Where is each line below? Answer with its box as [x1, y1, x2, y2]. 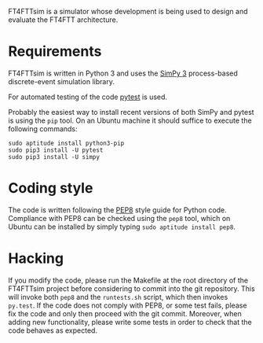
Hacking [8, 249, 64, 267]
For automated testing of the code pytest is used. [8, 92, 167, 101]
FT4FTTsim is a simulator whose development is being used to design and [8, 7, 248, 16]
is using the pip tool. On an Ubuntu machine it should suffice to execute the [8, 116, 253, 125]
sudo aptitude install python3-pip [8, 139, 125, 147]
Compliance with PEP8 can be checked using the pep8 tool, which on [8, 213, 231, 223]
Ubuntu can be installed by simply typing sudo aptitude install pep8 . [8, 222, 236, 231]
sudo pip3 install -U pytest [8, 146, 104, 154]
